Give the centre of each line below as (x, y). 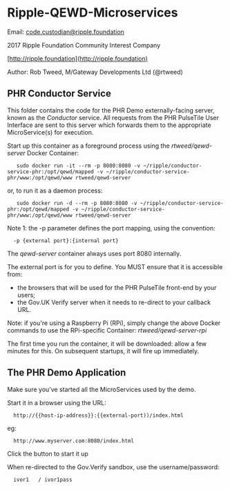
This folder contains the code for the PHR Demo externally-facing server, (111, 110)
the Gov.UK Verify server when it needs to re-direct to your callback (114, 302)
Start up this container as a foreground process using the (89, 146)
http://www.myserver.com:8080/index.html (74, 441)
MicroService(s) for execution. (50, 132)
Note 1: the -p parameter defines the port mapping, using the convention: (111, 228)
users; (26, 295)
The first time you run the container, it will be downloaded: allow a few (107, 344)
